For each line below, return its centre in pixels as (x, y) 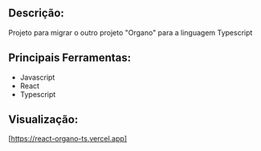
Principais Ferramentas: (70, 58)
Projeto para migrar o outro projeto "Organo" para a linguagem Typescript (130, 32)
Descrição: (36, 13)
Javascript (37, 77)
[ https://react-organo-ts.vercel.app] (67, 139)
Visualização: (43, 120)
